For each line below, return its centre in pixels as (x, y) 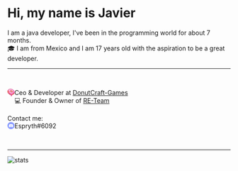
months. (19, 40)
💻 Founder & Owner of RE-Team (62, 100)
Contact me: (25, 118)
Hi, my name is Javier (72, 13)
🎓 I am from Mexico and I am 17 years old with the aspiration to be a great (116, 48)
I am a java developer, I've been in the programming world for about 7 (109, 33)
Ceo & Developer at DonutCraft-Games (72, 92)
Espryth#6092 (35, 126)
